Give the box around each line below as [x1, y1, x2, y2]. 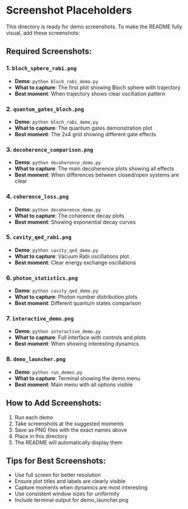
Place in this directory [14, 432, 68, 439]
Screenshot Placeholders [6, 4, 132, 17]
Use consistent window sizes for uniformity [14, 490, 120, 497]
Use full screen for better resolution [14, 471, 101, 478]
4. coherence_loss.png [6, 192, 69, 201]
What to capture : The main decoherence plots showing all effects [14, 165, 174, 172]
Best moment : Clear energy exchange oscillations [14, 259, 136, 266]
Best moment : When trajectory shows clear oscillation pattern [14, 90, 166, 97]
